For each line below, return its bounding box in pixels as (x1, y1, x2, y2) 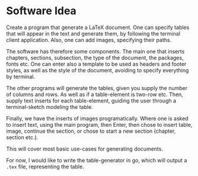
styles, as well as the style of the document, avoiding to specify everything (6, 66, 189, 73)
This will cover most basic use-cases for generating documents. (6, 145, 163, 152)
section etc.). (6, 133, 39, 140)
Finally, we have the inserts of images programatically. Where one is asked (6, 114, 189, 122)
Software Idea (6, 4, 77, 18)
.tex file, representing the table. (6, 163, 84, 170)
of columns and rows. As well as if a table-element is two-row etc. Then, (6, 91, 184, 98)
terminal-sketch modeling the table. (6, 103, 93, 110)
